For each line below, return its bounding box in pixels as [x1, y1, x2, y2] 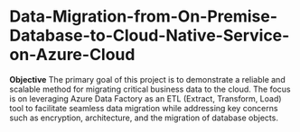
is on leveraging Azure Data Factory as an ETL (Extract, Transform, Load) [9, 92, 282, 104]
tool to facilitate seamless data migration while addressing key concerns [9, 102, 278, 113]
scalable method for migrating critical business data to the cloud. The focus [9, 84, 291, 94]
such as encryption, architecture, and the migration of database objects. [9, 112, 278, 123]
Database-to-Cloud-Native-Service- [9, 25, 290, 46]
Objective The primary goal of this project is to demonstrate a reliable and [9, 74, 286, 84]
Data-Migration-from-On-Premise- [9, 6, 278, 27]
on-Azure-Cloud [9, 45, 136, 65]
